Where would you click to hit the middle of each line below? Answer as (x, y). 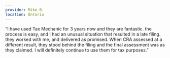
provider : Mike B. (25, 10)
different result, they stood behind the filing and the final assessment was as (85, 44)
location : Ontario (25, 14)
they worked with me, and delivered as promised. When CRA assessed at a (84, 39)
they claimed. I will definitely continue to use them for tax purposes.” (77, 50)
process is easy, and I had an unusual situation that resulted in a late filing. (83, 34)
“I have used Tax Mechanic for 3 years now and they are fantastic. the (79, 28)
